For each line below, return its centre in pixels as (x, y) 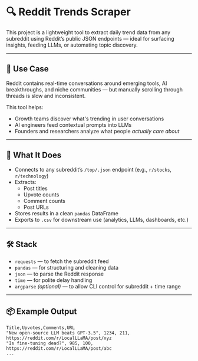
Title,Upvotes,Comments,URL (41, 328)
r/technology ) (32, 176)
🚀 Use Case (27, 69)
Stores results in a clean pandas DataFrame (67, 213)
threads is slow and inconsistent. (46, 96)
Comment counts (44, 201)
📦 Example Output (42, 311)
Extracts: (25, 182)
